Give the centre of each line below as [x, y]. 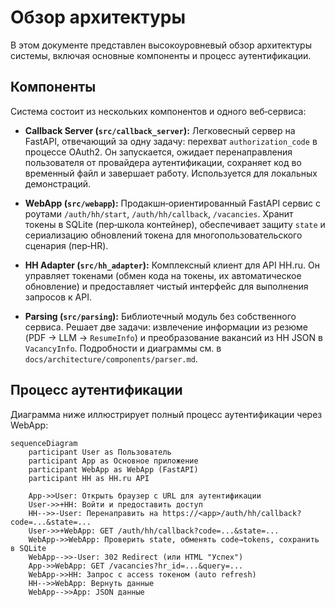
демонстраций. [58, 183]
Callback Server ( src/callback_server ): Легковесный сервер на [160, 130]
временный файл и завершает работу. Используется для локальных [171, 173]
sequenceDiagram [44, 443]
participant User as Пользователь [100, 452]
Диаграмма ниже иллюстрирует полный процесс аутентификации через [166, 414]
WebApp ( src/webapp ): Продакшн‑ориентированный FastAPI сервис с [172, 203]
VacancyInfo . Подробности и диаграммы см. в [123, 348]
